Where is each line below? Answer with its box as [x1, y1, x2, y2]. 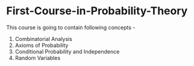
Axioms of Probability [14, 42, 69, 49]
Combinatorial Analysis [14, 35, 72, 42]
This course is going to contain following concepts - [6, 24, 136, 31]
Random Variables [14, 54, 61, 61]
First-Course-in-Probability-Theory [6, 4, 188, 18]
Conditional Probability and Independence [14, 48, 120, 55]
